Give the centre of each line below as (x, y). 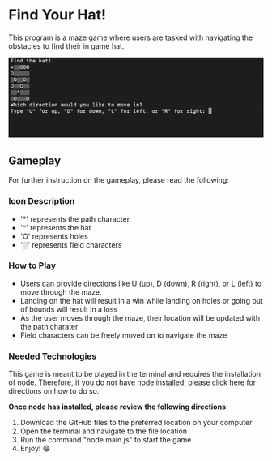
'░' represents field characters (71, 244)
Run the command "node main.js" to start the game (106, 440)
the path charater (49, 326)
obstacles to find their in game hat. (66, 45)
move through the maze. (61, 292)
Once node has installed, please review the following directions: (119, 407)
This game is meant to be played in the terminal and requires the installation (135, 374)
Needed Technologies (53, 356)
